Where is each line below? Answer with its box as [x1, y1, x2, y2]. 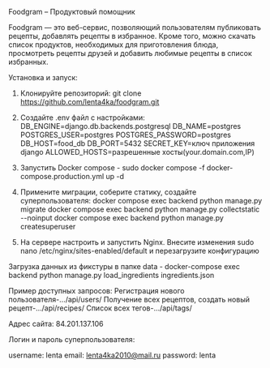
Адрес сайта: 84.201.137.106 [8, 319, 104, 328]
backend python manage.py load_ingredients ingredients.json [8, 271, 215, 280]
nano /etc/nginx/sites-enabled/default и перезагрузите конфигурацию [19, 246, 259, 255]
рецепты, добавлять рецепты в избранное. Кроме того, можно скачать [8, 32, 256, 41]
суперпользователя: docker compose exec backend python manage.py [19, 196, 263, 205]
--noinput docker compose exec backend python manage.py [19, 213, 225, 222]
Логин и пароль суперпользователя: [8, 335, 135, 344]
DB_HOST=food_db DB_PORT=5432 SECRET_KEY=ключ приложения [19, 139, 255, 148]
